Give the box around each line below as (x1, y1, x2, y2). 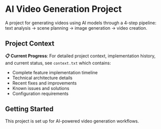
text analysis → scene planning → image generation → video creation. (5, 25, 147, 31)
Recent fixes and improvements (12, 80, 77, 86)
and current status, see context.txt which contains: (5, 60, 111, 66)
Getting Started (5, 105, 54, 113)
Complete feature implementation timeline (12, 69, 98, 75)
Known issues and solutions (12, 85, 70, 91)
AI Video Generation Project (5, 3, 122, 15)
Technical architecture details (12, 75, 73, 81)
